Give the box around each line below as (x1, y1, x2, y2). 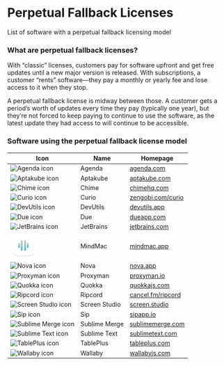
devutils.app (129, 203, 165, 212)
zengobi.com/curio (129, 193, 184, 202)
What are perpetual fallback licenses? (7, 45, 138, 55)
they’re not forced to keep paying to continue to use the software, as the (7, 111, 215, 120)
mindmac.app (129, 242, 169, 250)
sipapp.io (129, 310, 157, 318)
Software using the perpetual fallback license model (7, 136, 188, 146)
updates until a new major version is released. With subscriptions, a (7, 68, 201, 77)
